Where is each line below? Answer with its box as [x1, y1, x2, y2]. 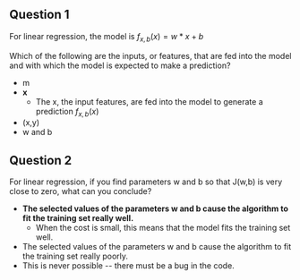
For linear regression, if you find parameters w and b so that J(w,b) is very [9, 176, 283, 187]
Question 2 [9, 152, 73, 168]
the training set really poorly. [21, 250, 128, 262]
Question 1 [9, 7, 70, 22]
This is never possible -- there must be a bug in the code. [21, 260, 235, 271]
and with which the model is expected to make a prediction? [9, 60, 231, 71]
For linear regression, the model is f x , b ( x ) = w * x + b [9, 30, 204, 44]
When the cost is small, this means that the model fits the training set [35, 223, 291, 233]
